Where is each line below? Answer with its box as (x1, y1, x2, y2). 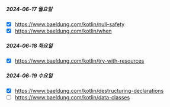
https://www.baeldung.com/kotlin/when (14, 27, 112, 35)
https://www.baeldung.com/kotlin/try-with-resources (14, 57, 145, 64)
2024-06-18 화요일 (6, 42, 53, 49)
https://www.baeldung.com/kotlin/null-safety (14, 21, 125, 28)
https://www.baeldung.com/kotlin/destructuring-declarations (14, 87, 164, 95)
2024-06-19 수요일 (6, 72, 53, 79)
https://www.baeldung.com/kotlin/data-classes (14, 94, 130, 101)
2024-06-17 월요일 (6, 5, 53, 12)
